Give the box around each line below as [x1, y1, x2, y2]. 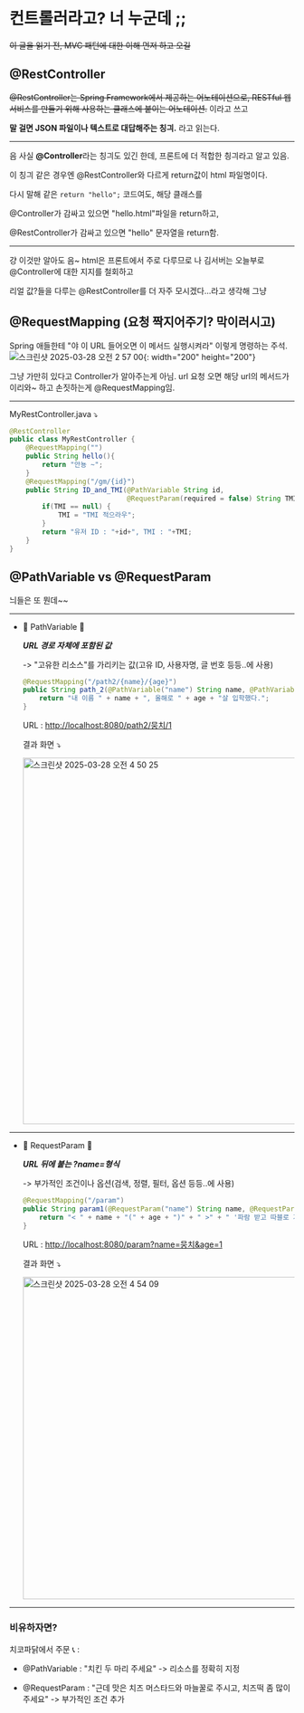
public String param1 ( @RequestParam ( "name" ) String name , [22, 1204, 246, 1213]
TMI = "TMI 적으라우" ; [57, 510, 136, 520]
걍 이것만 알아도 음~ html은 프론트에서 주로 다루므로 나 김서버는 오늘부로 [9, 254, 265, 265]
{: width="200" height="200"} [143, 351, 256, 362]
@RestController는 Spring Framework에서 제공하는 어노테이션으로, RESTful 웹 [9, 91, 291, 102]
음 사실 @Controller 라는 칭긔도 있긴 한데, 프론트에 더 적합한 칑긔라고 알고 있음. [9, 150, 290, 161]
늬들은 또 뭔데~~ [9, 595, 69, 605]
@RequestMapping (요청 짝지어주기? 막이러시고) [9, 314, 276, 330]
